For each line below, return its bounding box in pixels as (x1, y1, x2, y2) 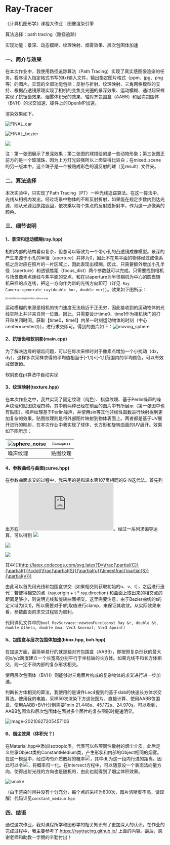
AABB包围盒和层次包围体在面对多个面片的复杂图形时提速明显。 (5, 708, 137, 714)
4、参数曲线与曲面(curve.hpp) (5, 465, 70, 471)
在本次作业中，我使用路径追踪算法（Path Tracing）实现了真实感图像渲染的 (5, 68, 160, 74)
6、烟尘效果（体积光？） (5, 731, 57, 737)
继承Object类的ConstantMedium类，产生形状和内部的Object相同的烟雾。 (9, 749, 162, 755)
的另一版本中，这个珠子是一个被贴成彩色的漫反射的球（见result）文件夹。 (5, 163, 159, 170)
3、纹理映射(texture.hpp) (5, 384, 59, 390)
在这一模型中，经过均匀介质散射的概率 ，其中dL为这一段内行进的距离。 (5, 755, 158, 761)
